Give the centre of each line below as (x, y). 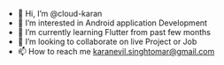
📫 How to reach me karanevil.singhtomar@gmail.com (116, 51)
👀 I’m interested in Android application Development (112, 23)
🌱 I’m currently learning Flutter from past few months (114, 32)
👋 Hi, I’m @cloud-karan (60, 14)
